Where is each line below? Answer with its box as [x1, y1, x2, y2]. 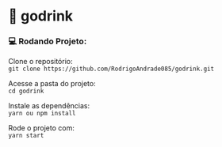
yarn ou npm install [8, 110, 77, 118]
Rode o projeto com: [8, 123, 75, 133]
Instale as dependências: [8, 101, 90, 111]
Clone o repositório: [8, 57, 73, 66]
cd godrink [8, 87, 44, 96]
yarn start [8, 132, 44, 140]
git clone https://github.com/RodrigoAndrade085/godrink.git [8, 65, 215, 73]
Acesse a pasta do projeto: [8, 79, 97, 89]
